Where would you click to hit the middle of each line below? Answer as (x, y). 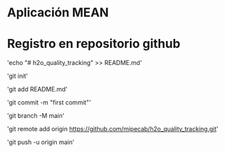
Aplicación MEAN (58, 13)
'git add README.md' (37, 89)
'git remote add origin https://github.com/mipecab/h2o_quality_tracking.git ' (113, 129)
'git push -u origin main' (41, 142)
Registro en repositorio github (94, 44)
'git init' (18, 76)
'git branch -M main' (36, 116)
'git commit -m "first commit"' (49, 102)
